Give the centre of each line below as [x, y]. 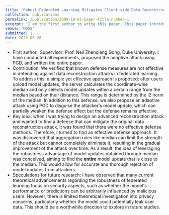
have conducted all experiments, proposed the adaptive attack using [83, 57]
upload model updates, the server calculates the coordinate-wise [80, 84]
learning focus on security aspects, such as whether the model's [80, 185]
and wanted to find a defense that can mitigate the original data [78, 122]
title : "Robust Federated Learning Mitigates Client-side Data [73, 10]
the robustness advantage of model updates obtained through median [85, 153]
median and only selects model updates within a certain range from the [86, 89]
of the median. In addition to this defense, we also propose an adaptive [86, 100]
